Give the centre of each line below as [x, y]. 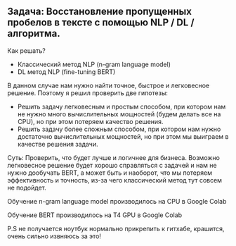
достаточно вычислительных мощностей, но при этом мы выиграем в [123, 136]
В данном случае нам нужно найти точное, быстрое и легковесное [108, 85]
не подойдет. [27, 187]
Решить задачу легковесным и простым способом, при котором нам [122, 106]
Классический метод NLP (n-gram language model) [94, 64]
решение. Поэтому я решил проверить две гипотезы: [88, 93]
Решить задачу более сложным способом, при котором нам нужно [119, 129]
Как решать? [26, 50]
